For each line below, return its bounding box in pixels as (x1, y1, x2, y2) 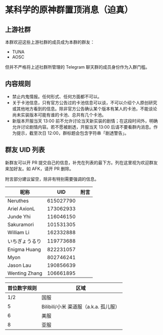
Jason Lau (7, 261, 32, 268)
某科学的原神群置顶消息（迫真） (5, 4, 133, 16)
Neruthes (7, 197, 29, 204)
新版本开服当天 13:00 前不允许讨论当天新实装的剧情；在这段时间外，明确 (12, 118, 158, 124)
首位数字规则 (7, 284, 37, 291)
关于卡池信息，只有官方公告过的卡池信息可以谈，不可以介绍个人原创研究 (12, 99, 157, 105)
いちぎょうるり (7, 238, 42, 244)
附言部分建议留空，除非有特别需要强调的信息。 (5, 176, 99, 182)
